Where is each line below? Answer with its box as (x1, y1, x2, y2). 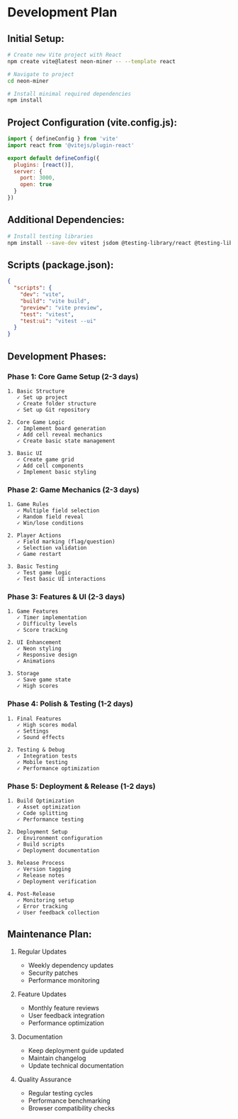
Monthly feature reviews (28, 1003, 99, 1012)
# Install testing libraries (7, 232, 93, 240)
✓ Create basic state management (16, 437, 115, 444)
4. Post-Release (7, 890, 55, 898)
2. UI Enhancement (7, 639, 62, 646)
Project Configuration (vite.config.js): (7, 116, 177, 129)
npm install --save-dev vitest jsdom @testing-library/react (7, 239, 192, 246)
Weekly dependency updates (28, 961, 114, 969)
